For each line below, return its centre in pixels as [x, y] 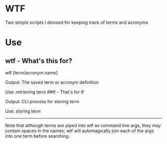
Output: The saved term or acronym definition [52, 82]
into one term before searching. [38, 136]
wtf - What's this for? [39, 61]
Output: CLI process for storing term [42, 101]
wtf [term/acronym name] [32, 72]
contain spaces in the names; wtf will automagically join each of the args [80, 131]
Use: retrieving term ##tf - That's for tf [45, 92]
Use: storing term [23, 111]
